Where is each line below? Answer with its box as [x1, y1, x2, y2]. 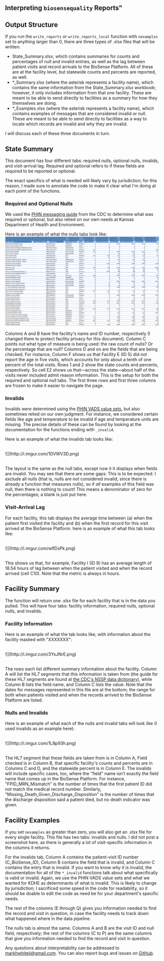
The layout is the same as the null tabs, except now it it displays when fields [5, 466, 158, 471]
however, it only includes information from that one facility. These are [12, 90, 152, 96]
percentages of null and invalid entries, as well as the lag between [12, 59, 145, 65]
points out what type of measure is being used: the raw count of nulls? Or [5, 341, 153, 347]
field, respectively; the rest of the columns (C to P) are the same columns [5, 930, 152, 936]
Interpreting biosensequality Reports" [5, 4, 123, 12]
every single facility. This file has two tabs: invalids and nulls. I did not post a [5, 834, 159, 840]
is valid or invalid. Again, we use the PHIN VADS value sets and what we [5, 875, 150, 881]
